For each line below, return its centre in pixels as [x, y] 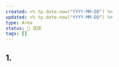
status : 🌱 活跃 [24, 28]
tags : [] [16, 34]
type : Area [19, 23]
